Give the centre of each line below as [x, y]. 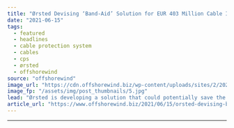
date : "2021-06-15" [36, 20]
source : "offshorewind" [42, 78]
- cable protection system [53, 46]
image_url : [23, 85]
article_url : [26, 104]
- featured [29, 33]
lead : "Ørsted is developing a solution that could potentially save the [117, 98]
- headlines [31, 40]
